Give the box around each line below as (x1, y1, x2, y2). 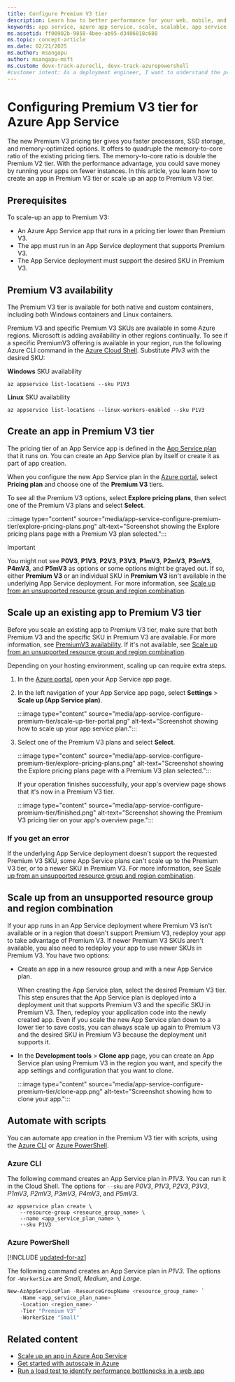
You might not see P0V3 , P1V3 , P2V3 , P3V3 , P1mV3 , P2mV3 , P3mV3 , (7, 556, 212, 565)
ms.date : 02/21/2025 (7, 43, 68, 50)
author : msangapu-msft (7, 56, 73, 63)
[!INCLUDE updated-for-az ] (7, 1253, 87, 1262)
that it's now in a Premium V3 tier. (17, 787, 115, 796)
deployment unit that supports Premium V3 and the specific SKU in (17, 1000, 211, 1009)
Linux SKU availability (7, 393, 71, 401)
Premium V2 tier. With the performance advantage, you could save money (7, 159, 221, 168)
